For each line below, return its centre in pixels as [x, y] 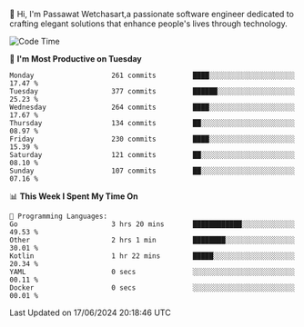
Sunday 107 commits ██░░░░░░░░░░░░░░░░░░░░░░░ [152, 171]
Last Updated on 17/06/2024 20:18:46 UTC [90, 312]
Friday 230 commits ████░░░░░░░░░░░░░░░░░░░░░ [152, 139]
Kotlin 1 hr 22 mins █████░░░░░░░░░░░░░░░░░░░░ [152, 256]
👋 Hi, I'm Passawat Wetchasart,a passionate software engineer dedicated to [152, 14]
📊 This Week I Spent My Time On [74, 196]
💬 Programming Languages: [58, 216]
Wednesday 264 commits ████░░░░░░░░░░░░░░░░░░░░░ [152, 107]
